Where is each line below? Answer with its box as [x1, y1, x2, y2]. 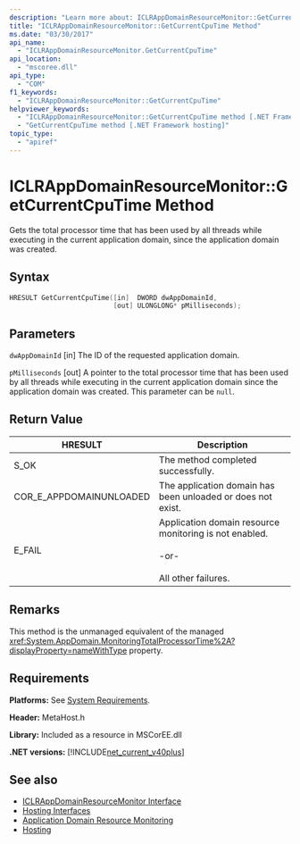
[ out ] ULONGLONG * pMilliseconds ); [112, 301, 242, 311]
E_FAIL [13, 544, 42, 556]
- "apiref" [17, 138, 58, 146]
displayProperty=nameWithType [9, 645, 128, 656]
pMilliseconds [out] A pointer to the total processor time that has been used [9, 367, 288, 378]
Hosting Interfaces [21, 806, 91, 816]
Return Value [9, 412, 83, 427]
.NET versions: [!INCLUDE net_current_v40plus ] [9, 747, 185, 757]
